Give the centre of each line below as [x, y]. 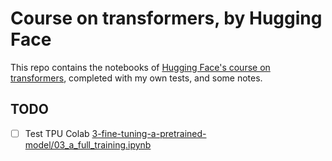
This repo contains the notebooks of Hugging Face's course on [140, 67]
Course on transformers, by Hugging [166, 18]
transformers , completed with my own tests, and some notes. [136, 78]
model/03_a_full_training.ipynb [88, 144]
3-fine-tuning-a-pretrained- [149, 133]
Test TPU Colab [57, 133]
